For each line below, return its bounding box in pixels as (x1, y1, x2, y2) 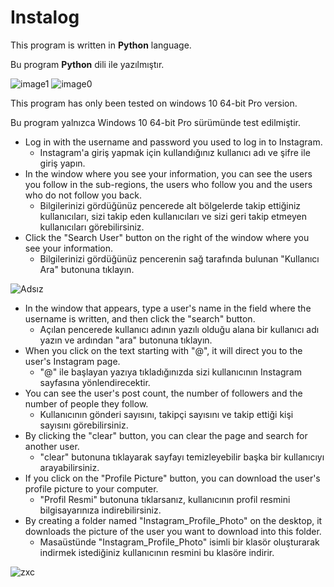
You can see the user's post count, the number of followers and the (24, 387, 303, 399)
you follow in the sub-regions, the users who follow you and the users (24, 178, 313, 190)
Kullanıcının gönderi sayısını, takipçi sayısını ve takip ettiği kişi (39, 408, 294, 420)
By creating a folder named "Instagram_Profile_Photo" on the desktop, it (24, 514, 323, 526)
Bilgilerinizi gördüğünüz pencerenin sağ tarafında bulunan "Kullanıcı (39, 252, 320, 265)
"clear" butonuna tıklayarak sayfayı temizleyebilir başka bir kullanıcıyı (39, 451, 325, 463)
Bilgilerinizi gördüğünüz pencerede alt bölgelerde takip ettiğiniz (39, 199, 302, 211)
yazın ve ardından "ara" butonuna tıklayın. (39, 334, 213, 346)
